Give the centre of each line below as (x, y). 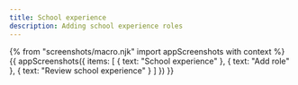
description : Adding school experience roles (96, 26)
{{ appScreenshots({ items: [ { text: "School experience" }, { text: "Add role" (149, 61)
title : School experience (58, 17)
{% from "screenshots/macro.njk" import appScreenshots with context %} (147, 51)
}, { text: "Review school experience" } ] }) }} (91, 70)
